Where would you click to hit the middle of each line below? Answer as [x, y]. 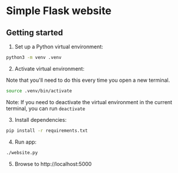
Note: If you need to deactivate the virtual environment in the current [89, 102]
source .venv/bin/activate [39, 91]
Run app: [26, 142]
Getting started [35, 33]
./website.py [22, 152]
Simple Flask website [59, 11]
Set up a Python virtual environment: [59, 46]
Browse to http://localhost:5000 [53, 164]
